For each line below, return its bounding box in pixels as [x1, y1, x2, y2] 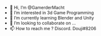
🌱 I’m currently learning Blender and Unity [9, 15, 94, 20]
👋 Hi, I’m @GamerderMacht [9, 5, 65, 10]
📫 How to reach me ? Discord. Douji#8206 [9, 26, 97, 31]
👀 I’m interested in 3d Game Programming [9, 10, 94, 16]
